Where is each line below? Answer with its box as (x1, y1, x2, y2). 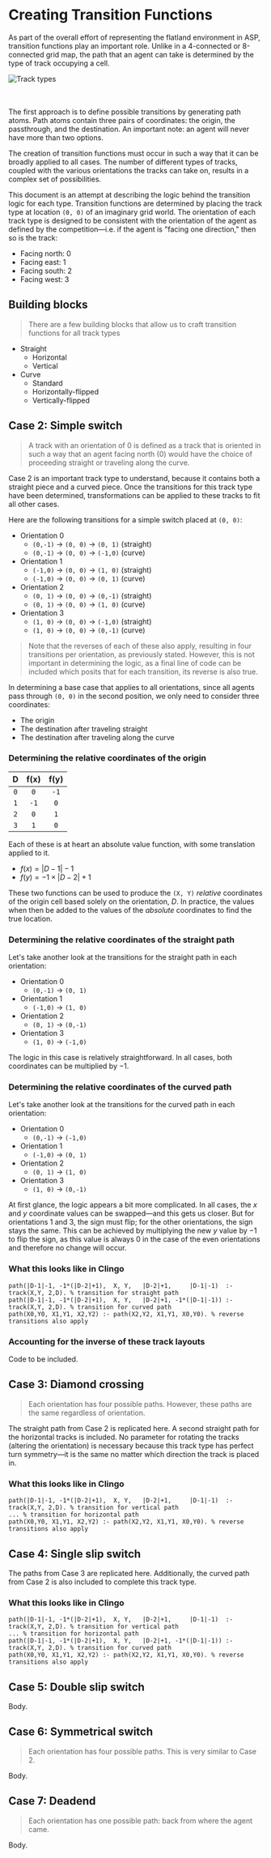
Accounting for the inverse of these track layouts (8, 1336, 205, 1347)
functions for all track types (28, 328, 121, 338)
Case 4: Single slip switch (8, 1547, 142, 1561)
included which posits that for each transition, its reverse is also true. (28, 667, 259, 676)
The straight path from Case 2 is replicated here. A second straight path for (8, 1423, 260, 1433)
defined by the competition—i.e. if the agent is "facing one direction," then (8, 224, 256, 234)
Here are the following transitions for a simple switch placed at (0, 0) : (8, 514, 243, 524)
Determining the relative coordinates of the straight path (8, 934, 235, 945)
